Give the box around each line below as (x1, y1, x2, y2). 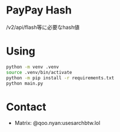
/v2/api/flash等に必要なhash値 (6, 23, 80, 31)
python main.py (6, 80, 44, 86)
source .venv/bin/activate (6, 69, 72, 75)
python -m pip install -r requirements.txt (6, 75, 115, 81)
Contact (6, 100, 46, 113)
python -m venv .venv (6, 64, 59, 70)
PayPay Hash (6, 4, 72, 17)
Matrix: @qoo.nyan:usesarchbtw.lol (14, 120, 101, 127)
